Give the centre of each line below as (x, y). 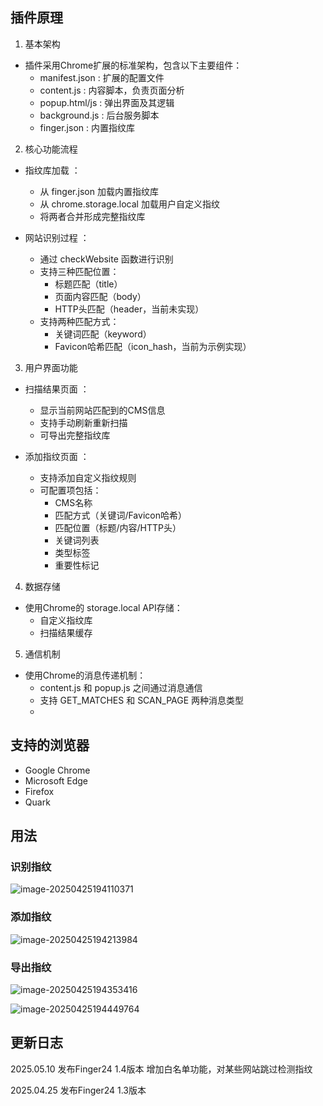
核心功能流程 (51, 149)
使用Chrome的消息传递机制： (85, 675)
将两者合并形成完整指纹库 (92, 216)
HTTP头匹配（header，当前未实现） (129, 309)
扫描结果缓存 (66, 632)
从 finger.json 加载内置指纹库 (99, 191)
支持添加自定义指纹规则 (88, 477)
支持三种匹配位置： (79, 271)
